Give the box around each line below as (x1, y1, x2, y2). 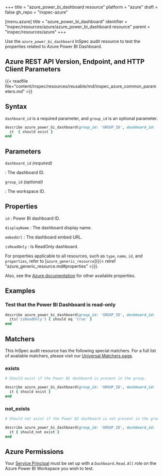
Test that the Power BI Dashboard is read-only (5, 301, 116, 308)
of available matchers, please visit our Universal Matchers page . (5, 353, 133, 358)
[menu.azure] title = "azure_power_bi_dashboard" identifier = (5, 19, 128, 24)
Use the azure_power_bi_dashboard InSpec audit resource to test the (5, 38, 141, 44)
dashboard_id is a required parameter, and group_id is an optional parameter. (5, 115, 158, 121)
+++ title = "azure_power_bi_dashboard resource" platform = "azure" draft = (5, 4, 158, 10)
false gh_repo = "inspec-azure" (5, 9, 68, 15)
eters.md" (5, 88, 25, 94)
